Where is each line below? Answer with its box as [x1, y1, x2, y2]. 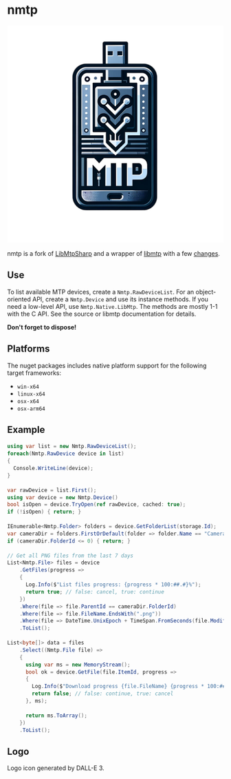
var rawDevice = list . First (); [7, 487, 97, 494]
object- [195, 287, 217, 296]
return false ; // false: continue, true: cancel [32, 690, 174, 698]
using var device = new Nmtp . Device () [7, 494, 118, 501]
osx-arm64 [16, 405, 46, 412]
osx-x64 [16, 398, 39, 405]
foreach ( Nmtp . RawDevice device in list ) [7, 450, 125, 457]
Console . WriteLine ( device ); [13, 465, 94, 472]
